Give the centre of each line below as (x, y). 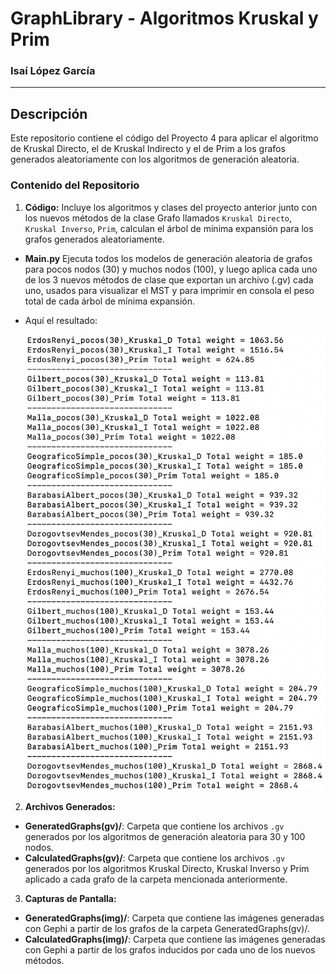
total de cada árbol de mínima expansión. (110, 301)
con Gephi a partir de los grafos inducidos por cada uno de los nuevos (170, 950)
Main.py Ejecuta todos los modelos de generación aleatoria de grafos (168, 258)
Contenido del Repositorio (75, 185)
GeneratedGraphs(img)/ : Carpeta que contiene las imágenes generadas (174, 918)
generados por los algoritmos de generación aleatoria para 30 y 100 (165, 837)
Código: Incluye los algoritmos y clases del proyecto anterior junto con (171, 207)
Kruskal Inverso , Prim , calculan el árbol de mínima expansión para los (169, 228)
